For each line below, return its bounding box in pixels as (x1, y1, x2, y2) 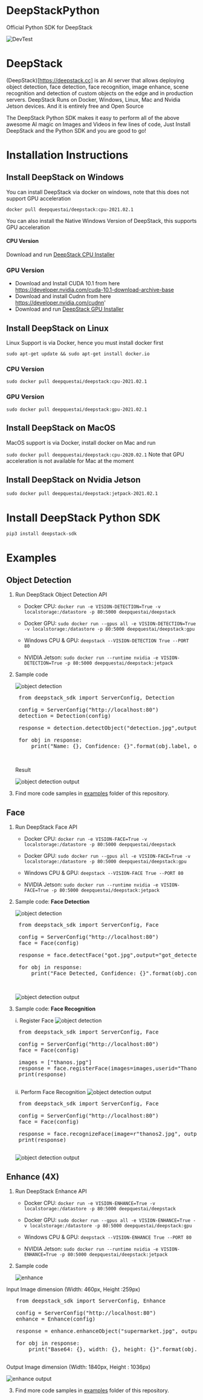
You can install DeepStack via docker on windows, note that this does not (6, 188, 189, 196)
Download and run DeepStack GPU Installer (14, 305, 124, 313)
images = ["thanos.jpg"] (18, 1059, 92, 1066)
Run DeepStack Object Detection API (14, 591, 108, 599)
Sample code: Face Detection (14, 898, 90, 906)
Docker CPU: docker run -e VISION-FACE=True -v (24, 835, 147, 843)
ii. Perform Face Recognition (14, 1089, 86, 1096)
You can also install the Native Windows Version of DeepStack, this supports (6, 217, 198, 224)
